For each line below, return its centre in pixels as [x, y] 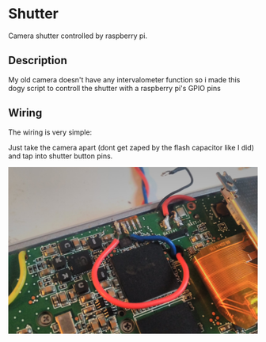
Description [38, 61]
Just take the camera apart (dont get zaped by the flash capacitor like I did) [131, 147]
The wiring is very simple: [50, 132]
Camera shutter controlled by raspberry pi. [78, 36]
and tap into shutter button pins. [61, 156]
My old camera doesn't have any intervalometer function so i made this [124, 79]
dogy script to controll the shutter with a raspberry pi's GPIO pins [115, 88]
